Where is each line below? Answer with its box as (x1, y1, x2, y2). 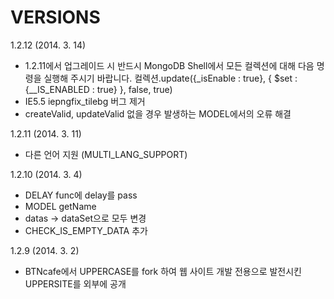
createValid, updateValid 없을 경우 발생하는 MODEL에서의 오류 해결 (24, 107, 292, 120)
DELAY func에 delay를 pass (24, 189, 138, 201)
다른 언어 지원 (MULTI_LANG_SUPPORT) (24, 148, 188, 160)
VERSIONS (10, 6, 101, 29)
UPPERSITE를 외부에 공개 (24, 277, 127, 290)
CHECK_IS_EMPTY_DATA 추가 (24, 224, 148, 236)
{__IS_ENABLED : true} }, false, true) (24, 83, 173, 95)
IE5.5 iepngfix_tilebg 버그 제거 (24, 95, 146, 107)
